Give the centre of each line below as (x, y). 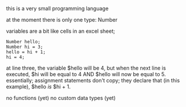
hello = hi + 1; (26, 52)
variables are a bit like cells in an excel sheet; (61, 31)
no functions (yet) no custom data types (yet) (61, 98)
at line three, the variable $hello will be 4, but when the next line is (86, 68)
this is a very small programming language (57, 8)
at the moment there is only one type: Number (62, 20)
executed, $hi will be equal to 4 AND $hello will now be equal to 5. (86, 74)
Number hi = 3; (25, 47)
